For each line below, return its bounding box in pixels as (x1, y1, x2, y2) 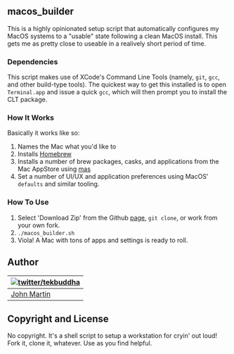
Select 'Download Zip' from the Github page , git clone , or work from (17, 213, 218, 222)
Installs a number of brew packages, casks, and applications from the (17, 158, 219, 166)
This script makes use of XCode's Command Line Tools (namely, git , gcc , (7, 73, 220, 82)
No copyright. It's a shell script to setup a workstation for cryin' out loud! (7, 331, 218, 340)
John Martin (11, 289, 51, 298)
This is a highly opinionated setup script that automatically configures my (7, 24, 219, 32)
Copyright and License (7, 312, 109, 324)
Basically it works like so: (7, 129, 80, 137)
